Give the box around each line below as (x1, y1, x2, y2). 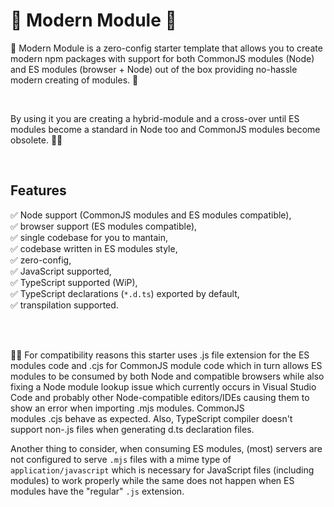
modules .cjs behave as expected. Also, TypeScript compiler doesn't (10, 412, 293, 424)
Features (10, 182, 67, 199)
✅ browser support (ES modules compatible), (10, 220, 198, 232)
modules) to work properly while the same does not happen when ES (10, 474, 295, 486)
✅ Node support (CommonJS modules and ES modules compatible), (10, 209, 292, 221)
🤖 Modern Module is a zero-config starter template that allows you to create (10, 42, 323, 54)
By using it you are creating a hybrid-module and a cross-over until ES (10, 112, 300, 124)
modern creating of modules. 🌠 (10, 74, 139, 86)
